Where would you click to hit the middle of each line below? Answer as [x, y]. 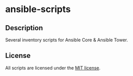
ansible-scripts [38, 9]
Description [24, 28]
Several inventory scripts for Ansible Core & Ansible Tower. [66, 40]
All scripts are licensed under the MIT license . [53, 68]
